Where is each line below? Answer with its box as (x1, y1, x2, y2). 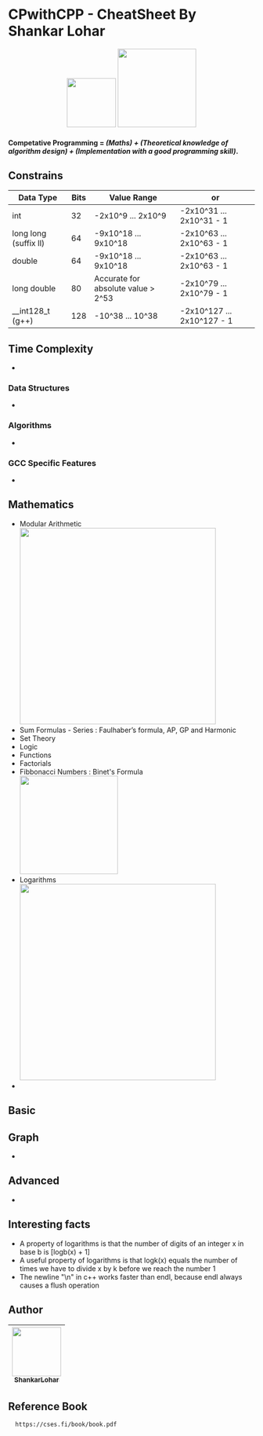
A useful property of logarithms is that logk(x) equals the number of (19, 1255, 238, 1265)
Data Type (18, 192, 57, 203)
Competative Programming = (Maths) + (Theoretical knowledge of (8, 137, 229, 147)
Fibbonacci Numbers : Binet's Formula (19, 767, 143, 776)
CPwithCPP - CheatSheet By (8, 5, 197, 24)
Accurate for (93, 273, 141, 284)
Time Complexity (8, 342, 94, 355)
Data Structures (8, 383, 70, 394)
